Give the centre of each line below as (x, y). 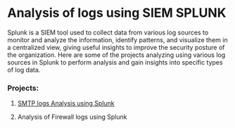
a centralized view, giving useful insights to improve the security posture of (116, 47)
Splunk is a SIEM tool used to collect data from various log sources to (108, 32)
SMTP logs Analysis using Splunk (66, 103)
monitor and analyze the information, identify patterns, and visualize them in (118, 39)
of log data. (24, 70)
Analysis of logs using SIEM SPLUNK (117, 13)
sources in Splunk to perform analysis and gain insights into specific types (115, 62)
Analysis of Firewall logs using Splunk (72, 117)
